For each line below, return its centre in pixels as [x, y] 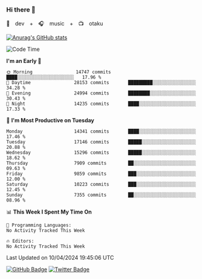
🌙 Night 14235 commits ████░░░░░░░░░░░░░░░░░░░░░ [101, 104]
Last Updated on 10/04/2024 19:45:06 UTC [60, 258]
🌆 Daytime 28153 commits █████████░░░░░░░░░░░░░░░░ [101, 83]
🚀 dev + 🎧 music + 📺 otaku [55, 24]
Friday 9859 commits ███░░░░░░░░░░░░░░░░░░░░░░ [101, 174]
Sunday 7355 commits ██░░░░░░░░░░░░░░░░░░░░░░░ [101, 195]
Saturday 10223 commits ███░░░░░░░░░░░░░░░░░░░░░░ [101, 185]
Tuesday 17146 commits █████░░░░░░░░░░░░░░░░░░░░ [101, 142]
